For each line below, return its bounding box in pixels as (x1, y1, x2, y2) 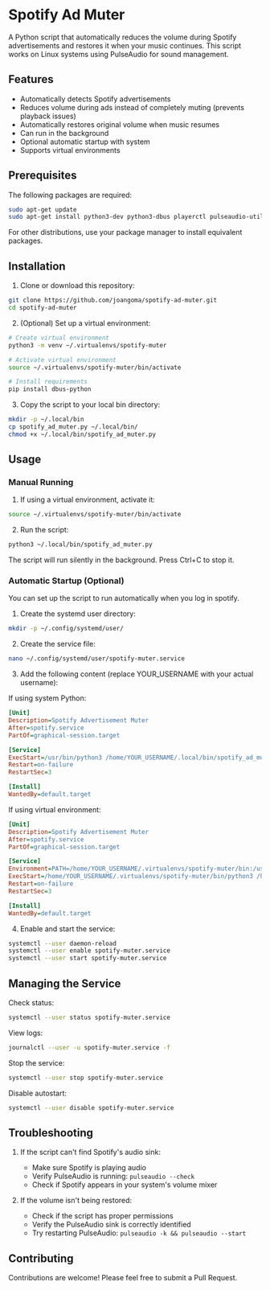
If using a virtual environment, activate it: (19, 495, 155, 504)
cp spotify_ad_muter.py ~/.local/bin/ (8, 423, 138, 431)
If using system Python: (8, 693, 87, 703)
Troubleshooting (8, 1126, 94, 1140)
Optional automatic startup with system (19, 137, 150, 146)
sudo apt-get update (8, 205, 78, 214)
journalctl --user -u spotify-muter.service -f (8, 1043, 171, 1051)
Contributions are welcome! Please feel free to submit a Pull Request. (8, 1273, 238, 1283)
